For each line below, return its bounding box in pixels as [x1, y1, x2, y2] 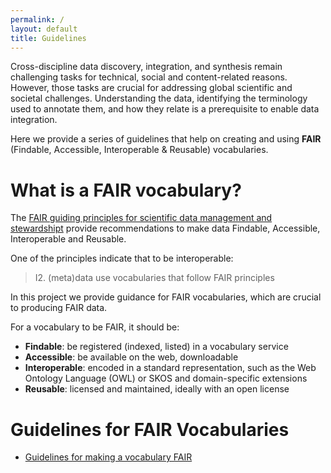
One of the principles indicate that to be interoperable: [10, 252, 234, 265]
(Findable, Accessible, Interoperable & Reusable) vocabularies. [10, 144, 269, 156]
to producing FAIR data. [10, 302, 108, 314]
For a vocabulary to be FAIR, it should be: [10, 321, 180, 333]
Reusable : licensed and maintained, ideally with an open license [24, 383, 290, 395]
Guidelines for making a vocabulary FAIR [24, 451, 193, 463]
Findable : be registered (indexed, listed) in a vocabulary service [24, 341, 289, 353]
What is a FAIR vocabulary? [10, 179, 242, 201]
